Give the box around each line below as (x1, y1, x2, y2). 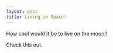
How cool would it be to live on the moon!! (6, 30, 108, 37)
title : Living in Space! (6, 14, 67, 20)
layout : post (6, 8, 38, 15)
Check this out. (6, 41, 43, 48)
